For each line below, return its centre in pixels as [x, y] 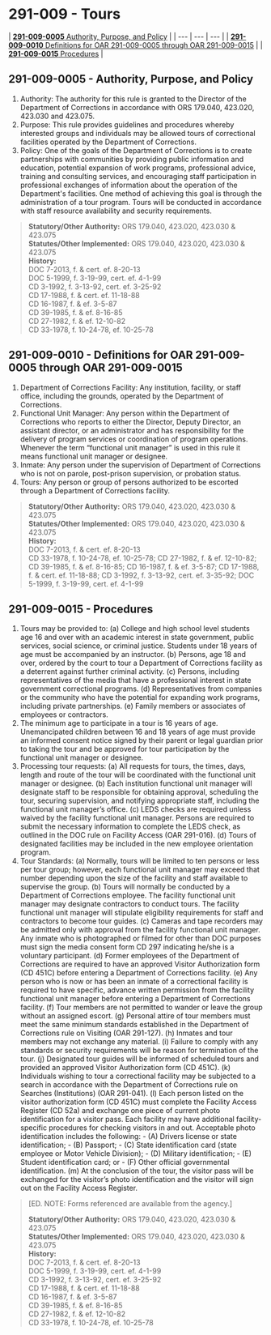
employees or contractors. [64, 714]
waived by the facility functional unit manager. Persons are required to [137, 818]
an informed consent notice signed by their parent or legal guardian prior [142, 740]
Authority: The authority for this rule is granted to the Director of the [133, 99]
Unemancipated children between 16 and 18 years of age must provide [138, 732]
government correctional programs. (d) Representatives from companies [141, 689]
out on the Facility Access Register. [79, 1188]
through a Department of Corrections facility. [95, 490]
